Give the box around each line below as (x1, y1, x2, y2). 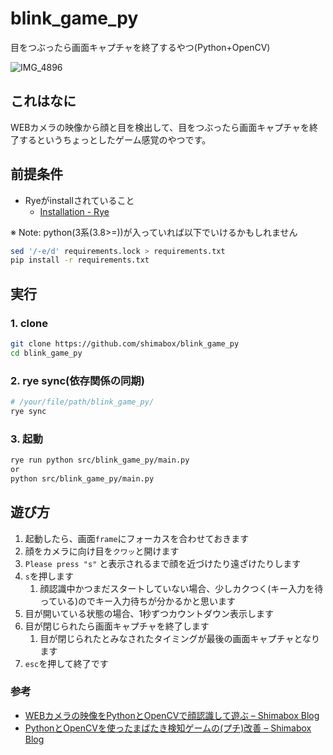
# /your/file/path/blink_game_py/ (10, 397, 155, 407)
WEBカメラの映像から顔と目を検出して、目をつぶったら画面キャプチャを (10, 121, 310, 133)
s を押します (24, 570, 74, 582)
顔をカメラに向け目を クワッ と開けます (24, 545, 180, 557)
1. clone (10, 316, 48, 330)
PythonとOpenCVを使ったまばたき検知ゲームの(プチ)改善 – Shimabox (24, 722, 312, 734)
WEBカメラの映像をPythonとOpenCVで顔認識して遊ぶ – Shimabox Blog (24, 709, 320, 721)
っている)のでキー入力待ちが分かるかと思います (39, 595, 236, 607)
